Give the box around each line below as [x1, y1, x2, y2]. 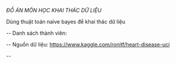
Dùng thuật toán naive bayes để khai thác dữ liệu [6, 18, 126, 25]
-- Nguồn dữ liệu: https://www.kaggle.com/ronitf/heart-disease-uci [6, 41, 170, 48]
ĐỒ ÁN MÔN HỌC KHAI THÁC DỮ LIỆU [6, 7, 102, 14]
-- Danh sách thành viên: [6, 29, 67, 37]
